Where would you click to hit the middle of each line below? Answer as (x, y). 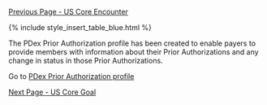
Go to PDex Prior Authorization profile (71, 76)
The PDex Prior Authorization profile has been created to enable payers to (132, 43)
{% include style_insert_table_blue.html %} (80, 27)
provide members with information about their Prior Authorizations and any (133, 52)
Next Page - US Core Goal (52, 92)
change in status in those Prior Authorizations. (86, 61)
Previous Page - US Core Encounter (68, 12)
